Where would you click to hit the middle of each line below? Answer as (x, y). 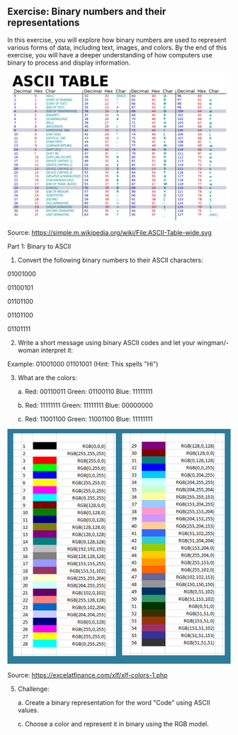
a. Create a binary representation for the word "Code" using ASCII (114, 703)
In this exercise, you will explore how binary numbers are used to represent (117, 40)
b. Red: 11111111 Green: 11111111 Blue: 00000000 (85, 405)
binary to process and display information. (69, 62)
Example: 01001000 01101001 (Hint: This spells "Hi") (83, 364)
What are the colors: (47, 377)
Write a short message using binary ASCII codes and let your (107, 342)
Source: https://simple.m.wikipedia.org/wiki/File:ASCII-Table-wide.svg (110, 232)
